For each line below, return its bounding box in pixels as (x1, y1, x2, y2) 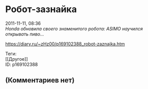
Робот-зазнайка (5, 4, 77, 15)
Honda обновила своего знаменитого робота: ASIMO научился (5, 25, 143, 31)
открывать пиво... (5, 31, 44, 37)
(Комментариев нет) (5, 76, 75, 84)
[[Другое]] (5, 56, 28, 62)
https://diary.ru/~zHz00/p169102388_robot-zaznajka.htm (5, 40, 125, 47)
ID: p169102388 (5, 61, 38, 67)
